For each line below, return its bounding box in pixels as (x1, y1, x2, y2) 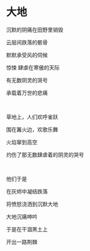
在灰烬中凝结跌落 (6, 188, 48, 195)
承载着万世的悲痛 (6, 89, 48, 96)
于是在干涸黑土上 (6, 225, 48, 233)
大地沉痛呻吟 (6, 213, 37, 220)
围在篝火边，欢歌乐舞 (6, 126, 58, 133)
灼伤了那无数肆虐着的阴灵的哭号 (6, 151, 84, 158)
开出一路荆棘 (6, 238, 37, 245)
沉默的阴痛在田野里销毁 (6, 26, 63, 33)
